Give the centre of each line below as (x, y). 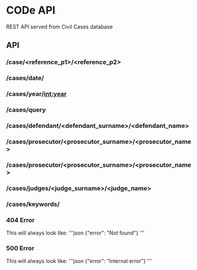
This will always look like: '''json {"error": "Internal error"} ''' (79, 261)
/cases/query (26, 110)
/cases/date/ (25, 78)
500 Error (20, 248)
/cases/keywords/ (33, 204)
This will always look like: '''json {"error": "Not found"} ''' (75, 233)
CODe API (31, 10)
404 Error (20, 220)
